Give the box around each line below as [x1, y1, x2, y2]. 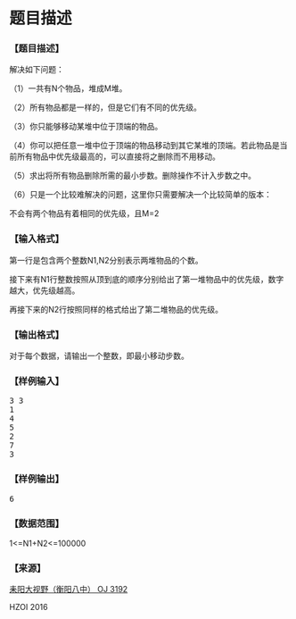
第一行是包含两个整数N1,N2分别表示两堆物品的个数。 [9, 255, 203, 265]
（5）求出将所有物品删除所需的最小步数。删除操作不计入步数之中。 [9, 171, 257, 181]
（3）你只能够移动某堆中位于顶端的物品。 [9, 121, 163, 132]
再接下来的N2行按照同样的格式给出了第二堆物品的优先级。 [9, 304, 224, 314]
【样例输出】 [9, 473, 65, 485]
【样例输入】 [9, 375, 65, 387]
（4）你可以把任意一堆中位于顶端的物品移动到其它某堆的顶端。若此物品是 [9, 140, 281, 151]
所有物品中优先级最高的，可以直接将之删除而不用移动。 [16, 151, 220, 162]
